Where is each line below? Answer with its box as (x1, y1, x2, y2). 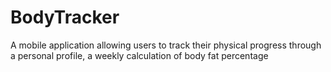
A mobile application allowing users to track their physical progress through (10, 39, 322, 51)
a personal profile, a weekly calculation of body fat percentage (10, 49, 269, 61)
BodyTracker (10, 6, 120, 29)
